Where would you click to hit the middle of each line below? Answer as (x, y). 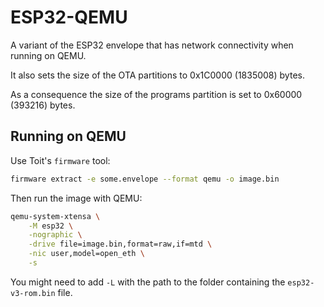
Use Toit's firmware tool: (60, 160)
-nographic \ (55, 235)
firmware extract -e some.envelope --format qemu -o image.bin (145, 179)
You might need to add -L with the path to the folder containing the (148, 282)
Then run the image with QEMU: (76, 198)
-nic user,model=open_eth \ (86, 254)
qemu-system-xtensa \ (55, 216)
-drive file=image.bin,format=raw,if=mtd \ (120, 244)
